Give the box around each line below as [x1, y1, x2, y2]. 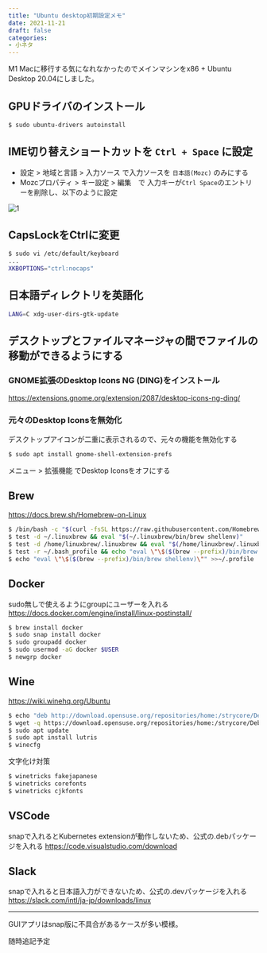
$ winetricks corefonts [8, 780, 87, 788]
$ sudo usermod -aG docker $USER [8, 645, 119, 654]
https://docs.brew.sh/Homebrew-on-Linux [8, 510, 147, 520]
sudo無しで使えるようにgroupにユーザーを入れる [8, 599, 169, 609]
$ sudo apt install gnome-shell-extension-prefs [8, 450, 172, 458]
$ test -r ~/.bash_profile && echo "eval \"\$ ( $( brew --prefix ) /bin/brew [8, 548, 258, 556]
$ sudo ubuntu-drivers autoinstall [8, 121, 126, 129]
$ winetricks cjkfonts [8, 787, 83, 795]
